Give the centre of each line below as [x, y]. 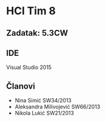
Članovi [21, 86]
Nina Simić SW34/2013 [43, 101]
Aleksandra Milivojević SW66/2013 [57, 107]
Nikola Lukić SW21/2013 [44, 113]
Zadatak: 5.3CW [37, 33]
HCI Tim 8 [31, 11]
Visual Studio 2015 [29, 67]
